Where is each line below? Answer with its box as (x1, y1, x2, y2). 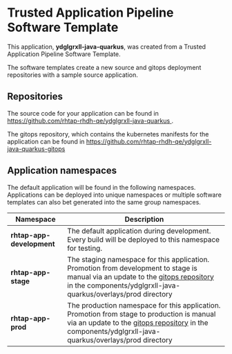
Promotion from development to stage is (67, 263, 198, 273)
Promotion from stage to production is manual (67, 309, 216, 319)
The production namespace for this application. (67, 300, 221, 310)
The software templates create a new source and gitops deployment (7, 63, 202, 71)
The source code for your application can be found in (7, 109, 159, 117)
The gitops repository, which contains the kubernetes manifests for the (7, 130, 209, 138)
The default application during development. (67, 226, 211, 236)
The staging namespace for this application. (67, 254, 210, 264)
